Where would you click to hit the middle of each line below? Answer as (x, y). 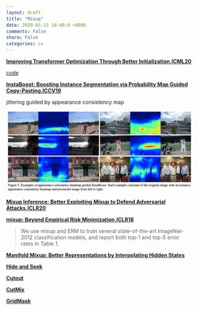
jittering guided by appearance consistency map (65, 102)
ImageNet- (171, 231)
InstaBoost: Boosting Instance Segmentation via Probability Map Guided (97, 84)
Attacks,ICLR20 (26, 208)
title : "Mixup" (25, 19)
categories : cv (25, 44)
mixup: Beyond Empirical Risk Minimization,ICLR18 (70, 219)
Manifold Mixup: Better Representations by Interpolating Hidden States (95, 255)
